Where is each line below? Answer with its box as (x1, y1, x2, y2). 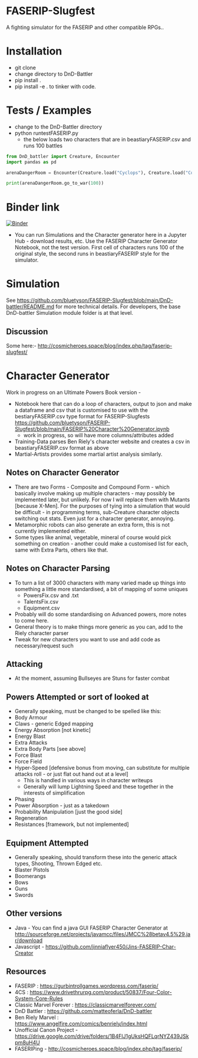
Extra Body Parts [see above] (14, 746, 86, 753)
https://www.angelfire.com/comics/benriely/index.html (14, 1020, 147, 1027)
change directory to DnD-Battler (14, 70, 93, 78)
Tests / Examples (6, 104, 92, 117)
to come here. (14, 617, 49, 624)
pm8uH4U (14, 1038, 40, 1046)
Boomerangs (14, 873, 46, 879)
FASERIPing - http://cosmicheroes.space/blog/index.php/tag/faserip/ (14, 1045, 183, 1052)
